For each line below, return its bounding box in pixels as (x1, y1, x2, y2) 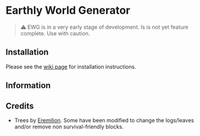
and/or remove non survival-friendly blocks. (14, 123, 124, 130)
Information (5, 80, 51, 90)
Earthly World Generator (5, 4, 131, 17)
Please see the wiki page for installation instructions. (5, 63, 137, 70)
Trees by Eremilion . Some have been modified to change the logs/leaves (14, 116, 194, 123)
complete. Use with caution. (20, 29, 90, 37)
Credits (5, 101, 34, 111)
